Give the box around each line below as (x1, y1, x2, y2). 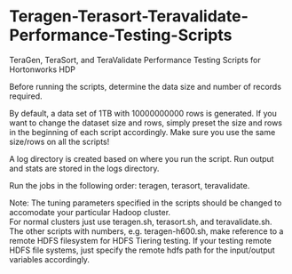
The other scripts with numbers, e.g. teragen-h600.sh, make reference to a (9, 225, 284, 237)
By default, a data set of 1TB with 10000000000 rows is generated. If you (9, 108, 277, 118)
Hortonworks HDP (9, 64, 75, 75)
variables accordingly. (9, 254, 91, 264)
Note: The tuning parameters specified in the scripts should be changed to (9, 197, 282, 208)
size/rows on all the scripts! (9, 136, 110, 147)
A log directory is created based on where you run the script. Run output (9, 153, 274, 164)
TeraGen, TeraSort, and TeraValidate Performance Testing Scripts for (9, 54, 261, 65)
